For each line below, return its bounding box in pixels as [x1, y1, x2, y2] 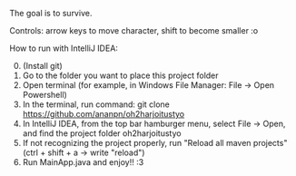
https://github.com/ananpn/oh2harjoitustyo [22, 109, 185, 119]
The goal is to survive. [9, 8, 93, 18]
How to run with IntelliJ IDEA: [9, 43, 118, 54]
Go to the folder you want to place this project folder [22, 70, 220, 81]
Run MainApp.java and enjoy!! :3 [22, 157, 144, 167]
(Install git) [22, 61, 64, 71]
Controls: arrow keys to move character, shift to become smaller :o [9, 25, 259, 35]
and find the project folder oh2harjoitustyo [22, 128, 182, 139]
